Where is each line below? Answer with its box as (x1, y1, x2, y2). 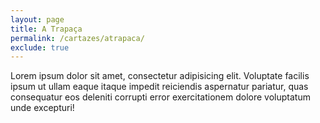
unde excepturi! (10, 102, 75, 114)
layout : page (10, 14, 65, 25)
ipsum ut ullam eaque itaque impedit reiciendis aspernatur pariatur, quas (10, 81, 309, 93)
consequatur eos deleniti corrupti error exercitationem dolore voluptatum (10, 91, 311, 103)
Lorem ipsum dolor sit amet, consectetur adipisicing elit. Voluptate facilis (10, 70, 310, 82)
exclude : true (10, 42, 70, 53)
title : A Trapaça (10, 24, 83, 34)
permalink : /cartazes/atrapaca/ (10, 33, 145, 43)
